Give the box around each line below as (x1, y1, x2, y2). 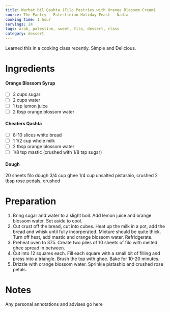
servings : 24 (5, 21, 33, 27)
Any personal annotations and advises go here (5, 301, 103, 307)
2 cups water (12, 97, 41, 103)
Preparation (5, 195, 56, 207)
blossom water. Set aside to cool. (12, 218, 82, 224)
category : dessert (5, 31, 44, 36)
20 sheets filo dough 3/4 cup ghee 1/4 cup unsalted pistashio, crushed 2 (5, 173, 158, 179)
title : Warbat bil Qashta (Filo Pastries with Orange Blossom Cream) (5, 7, 156, 13)
